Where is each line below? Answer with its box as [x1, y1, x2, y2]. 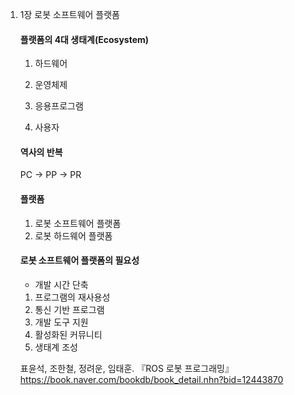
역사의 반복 [19, 146, 63, 158]
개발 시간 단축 [34, 278, 89, 290]
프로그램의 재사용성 [34, 291, 111, 303]
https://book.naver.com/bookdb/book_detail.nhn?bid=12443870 [19, 373, 284, 385]
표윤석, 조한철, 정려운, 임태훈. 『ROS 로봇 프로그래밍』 [19, 362, 234, 374]
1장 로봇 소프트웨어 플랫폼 [19, 9, 120, 20]
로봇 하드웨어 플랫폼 [34, 229, 113, 242]
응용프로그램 [34, 100, 84, 112]
